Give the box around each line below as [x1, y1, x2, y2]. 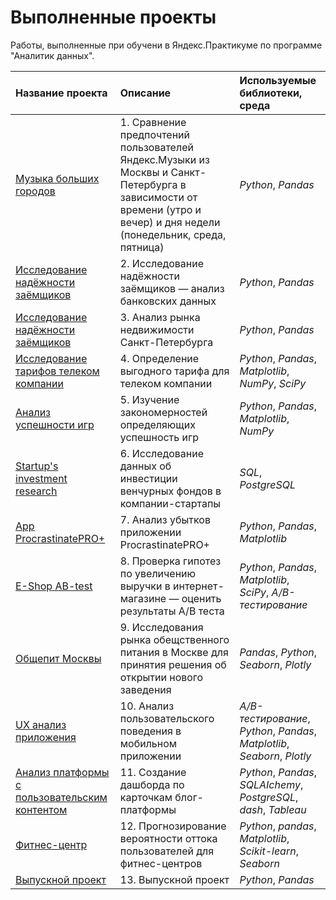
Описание [119, 86, 172, 100]
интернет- [173, 579, 225, 593]
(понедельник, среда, [119, 227, 227, 241]
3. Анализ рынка [119, 310, 201, 324]
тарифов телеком [15, 364, 100, 378]
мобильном [119, 736, 178, 750]
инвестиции [119, 471, 178, 485]
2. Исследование [119, 256, 204, 270]
